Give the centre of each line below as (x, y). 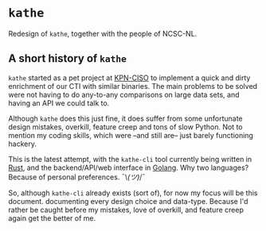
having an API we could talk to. (59, 103)
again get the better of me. (52, 218)
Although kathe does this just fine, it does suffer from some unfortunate (125, 118)
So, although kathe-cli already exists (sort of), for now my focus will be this (133, 193)
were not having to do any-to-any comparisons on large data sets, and (124, 94)
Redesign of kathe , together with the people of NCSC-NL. (103, 33)
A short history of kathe (68, 58)
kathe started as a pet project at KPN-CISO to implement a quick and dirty (129, 78)
